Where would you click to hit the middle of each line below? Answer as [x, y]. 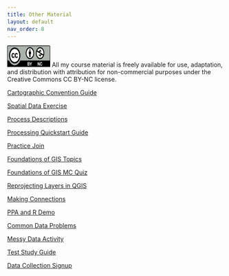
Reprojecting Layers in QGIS [47, 186]
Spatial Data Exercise [37, 106]
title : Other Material [40, 14]
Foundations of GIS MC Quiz [47, 172]
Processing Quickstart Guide [48, 133]
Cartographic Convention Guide [52, 93]
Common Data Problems [42, 226]
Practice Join [26, 146]
